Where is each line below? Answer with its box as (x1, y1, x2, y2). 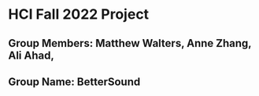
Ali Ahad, (8, 48, 55, 62)
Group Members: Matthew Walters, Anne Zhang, (8, 37, 252, 50)
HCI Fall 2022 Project (8, 5, 150, 23)
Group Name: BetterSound (8, 75, 141, 88)
